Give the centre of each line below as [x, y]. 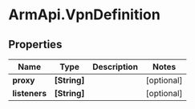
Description [115, 67]
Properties [35, 44]
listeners [29, 93]
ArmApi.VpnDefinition [84, 15]
